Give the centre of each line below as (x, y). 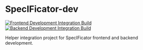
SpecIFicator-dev (42, 9)
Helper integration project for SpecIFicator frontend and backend (71, 38)
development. (19, 43)
